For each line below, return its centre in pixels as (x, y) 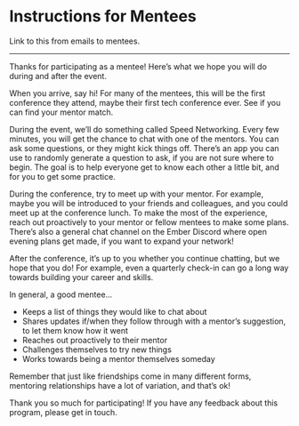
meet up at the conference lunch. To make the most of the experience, (139, 213)
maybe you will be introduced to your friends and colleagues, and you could (149, 203)
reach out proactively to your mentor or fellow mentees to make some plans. (149, 222)
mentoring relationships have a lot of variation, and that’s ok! (120, 385)
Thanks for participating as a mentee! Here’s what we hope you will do (138, 66)
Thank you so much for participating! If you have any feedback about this (144, 403)
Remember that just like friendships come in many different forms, (130, 376)
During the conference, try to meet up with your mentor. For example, (137, 194)
